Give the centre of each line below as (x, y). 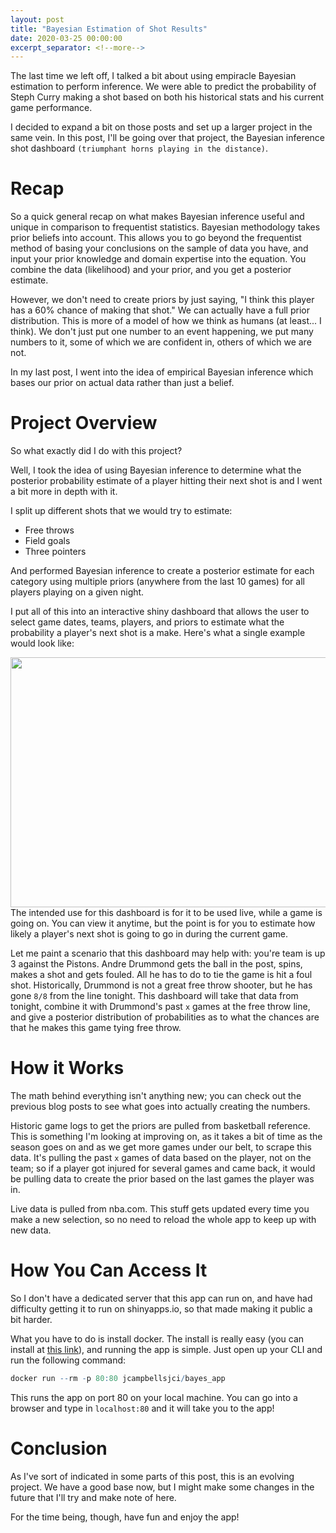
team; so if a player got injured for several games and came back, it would (163, 1168)
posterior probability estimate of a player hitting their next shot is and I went (166, 481)
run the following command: (68, 1360)
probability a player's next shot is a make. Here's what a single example (158, 633)
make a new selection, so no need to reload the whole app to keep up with (163, 1220)
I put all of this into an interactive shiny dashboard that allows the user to (160, 612)
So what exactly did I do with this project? (96, 451)
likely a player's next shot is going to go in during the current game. (149, 934)
